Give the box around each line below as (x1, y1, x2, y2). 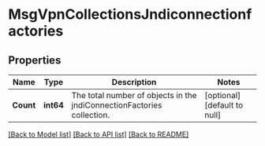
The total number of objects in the (71, 90, 197, 100)
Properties (8, 53, 62, 67)
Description (111, 77, 157, 87)
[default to (204, 100, 244, 111)
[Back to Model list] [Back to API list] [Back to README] (8, 130, 189, 139)
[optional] (204, 90, 241, 100)
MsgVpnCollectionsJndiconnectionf (8, 5, 252, 24)
